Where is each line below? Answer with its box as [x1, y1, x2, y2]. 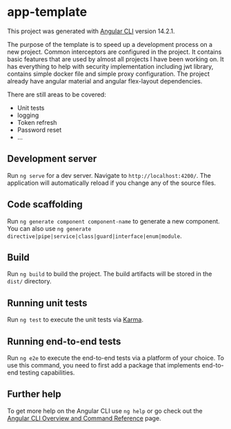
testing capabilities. [19, 368, 75, 377]
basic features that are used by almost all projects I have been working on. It [7, 54, 224, 63]
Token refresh [17, 118, 57, 126]
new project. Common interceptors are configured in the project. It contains [7, 48, 222, 56]
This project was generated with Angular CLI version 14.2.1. [7, 27, 175, 35]
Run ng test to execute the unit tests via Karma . [7, 315, 143, 324]
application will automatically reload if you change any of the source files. [7, 179, 216, 187]
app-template [7, 4, 88, 20]
